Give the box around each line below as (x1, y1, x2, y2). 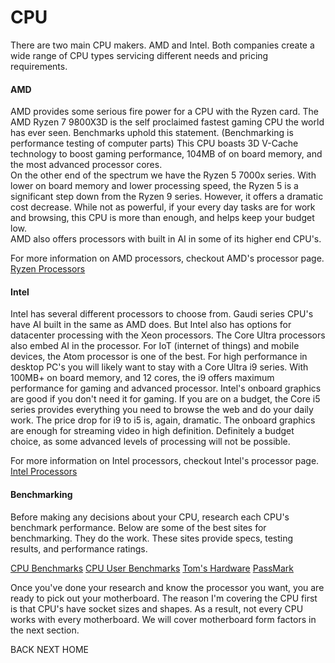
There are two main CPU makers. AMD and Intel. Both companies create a (10, 39, 315, 51)
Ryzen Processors (10, 263, 86, 275)
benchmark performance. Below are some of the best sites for (10, 521, 267, 533)
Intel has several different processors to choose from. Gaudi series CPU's (10, 308, 314, 320)
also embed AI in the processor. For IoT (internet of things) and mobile (10, 340, 300, 352)
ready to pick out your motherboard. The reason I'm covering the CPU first (10, 592, 318, 604)
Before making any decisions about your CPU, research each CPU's (10, 511, 290, 523)
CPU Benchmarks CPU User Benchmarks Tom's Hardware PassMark (10, 562, 294, 574)
